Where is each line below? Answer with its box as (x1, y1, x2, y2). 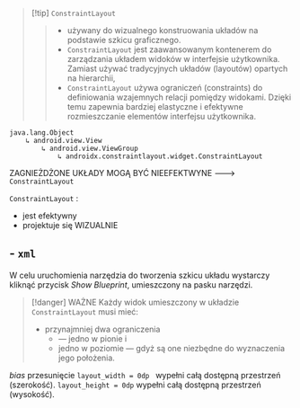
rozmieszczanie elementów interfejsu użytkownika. (66, 111, 257, 121)
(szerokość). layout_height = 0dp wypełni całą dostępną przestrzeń (9, 379, 262, 390)
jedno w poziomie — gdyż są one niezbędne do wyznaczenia (57, 342, 286, 353)
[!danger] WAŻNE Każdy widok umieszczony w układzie (31, 297, 240, 307)
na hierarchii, (66, 73, 116, 84)
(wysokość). (9, 388, 56, 399)
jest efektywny (22, 210, 78, 221)
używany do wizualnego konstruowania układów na (66, 25, 259, 35)
